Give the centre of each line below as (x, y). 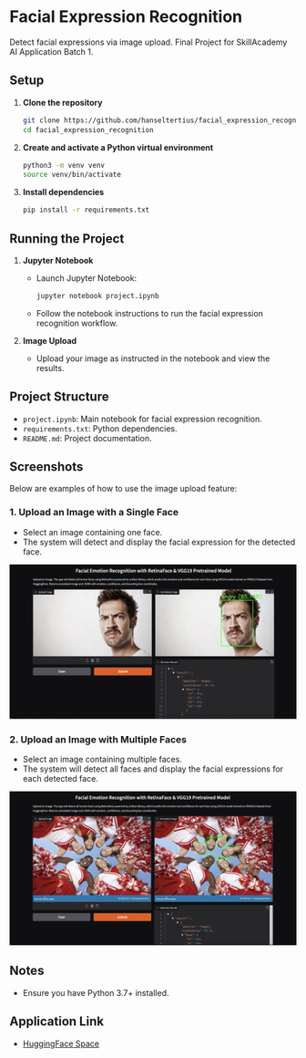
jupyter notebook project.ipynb (97, 296)
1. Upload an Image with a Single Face (94, 513)
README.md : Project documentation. (87, 438)
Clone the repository (62, 102)
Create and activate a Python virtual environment (118, 147)
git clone (41, 120)
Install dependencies (63, 192)
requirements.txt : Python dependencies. (100, 428)
